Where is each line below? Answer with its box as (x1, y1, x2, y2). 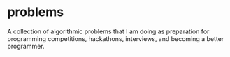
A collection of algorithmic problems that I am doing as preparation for (7, 27, 210, 35)
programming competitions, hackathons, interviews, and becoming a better (7, 34, 224, 42)
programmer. (7, 42, 45, 50)
